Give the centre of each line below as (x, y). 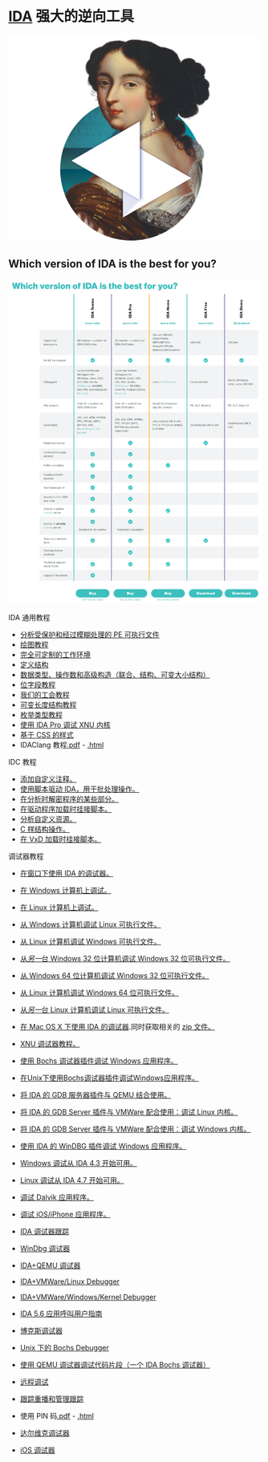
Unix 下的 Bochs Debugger (65, 1347)
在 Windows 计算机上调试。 (65, 890)
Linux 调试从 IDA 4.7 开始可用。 (72, 1180)
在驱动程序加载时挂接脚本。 (66, 809)
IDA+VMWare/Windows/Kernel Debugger (88, 1297)
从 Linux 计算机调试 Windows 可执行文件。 (91, 941)
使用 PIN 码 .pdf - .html (57, 1415)
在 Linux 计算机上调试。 (59, 907)
